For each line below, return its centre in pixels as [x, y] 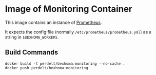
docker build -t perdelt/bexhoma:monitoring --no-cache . [65, 64]
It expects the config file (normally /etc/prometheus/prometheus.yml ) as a [78, 32]
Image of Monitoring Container [69, 9]
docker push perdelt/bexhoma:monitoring [47, 68]
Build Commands [32, 52]
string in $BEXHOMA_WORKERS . [32, 37]
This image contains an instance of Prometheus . [54, 22]
